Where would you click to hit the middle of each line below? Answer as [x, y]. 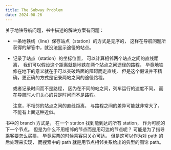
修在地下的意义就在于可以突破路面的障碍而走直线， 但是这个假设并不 [85, 71]
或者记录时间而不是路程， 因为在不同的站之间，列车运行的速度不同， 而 [88, 88]
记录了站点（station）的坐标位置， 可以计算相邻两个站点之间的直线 [83, 58]
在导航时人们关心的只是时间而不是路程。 [55, 95]
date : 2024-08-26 [24, 15]
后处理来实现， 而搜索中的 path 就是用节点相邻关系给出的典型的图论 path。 [84, 142]
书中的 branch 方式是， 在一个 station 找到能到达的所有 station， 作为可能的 [85, 123]
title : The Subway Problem [34, 10]
